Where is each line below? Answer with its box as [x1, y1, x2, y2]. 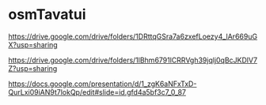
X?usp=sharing [8, 39, 58, 49]
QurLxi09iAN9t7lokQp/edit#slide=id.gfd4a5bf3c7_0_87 [8, 87, 186, 96]
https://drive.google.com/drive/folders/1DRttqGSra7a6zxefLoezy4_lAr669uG [8, 32, 258, 41]
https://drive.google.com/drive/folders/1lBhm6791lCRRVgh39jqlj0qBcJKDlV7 [8, 55, 258, 65]
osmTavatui [8, 6, 86, 24]
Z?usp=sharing [8, 63, 58, 73]
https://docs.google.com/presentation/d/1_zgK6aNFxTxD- [8, 79, 197, 88]
